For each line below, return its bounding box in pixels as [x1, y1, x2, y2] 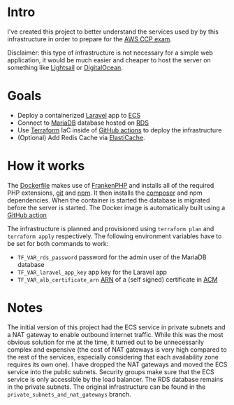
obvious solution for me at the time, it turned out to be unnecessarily [7, 338, 205, 346]
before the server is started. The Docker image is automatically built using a [7, 203, 226, 212]
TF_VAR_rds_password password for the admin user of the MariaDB [17, 253, 207, 261]
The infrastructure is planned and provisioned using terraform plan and [7, 224, 214, 233]
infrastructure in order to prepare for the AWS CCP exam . [7, 34, 173, 43]
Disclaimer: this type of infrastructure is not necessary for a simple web [7, 48, 213, 57]
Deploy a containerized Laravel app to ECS [17, 111, 141, 119]
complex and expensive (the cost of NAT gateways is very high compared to [7, 345, 227, 354]
